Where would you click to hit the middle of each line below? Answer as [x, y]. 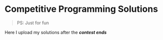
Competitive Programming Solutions [81, 9]
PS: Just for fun [33, 23]
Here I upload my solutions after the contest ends [56, 32]
